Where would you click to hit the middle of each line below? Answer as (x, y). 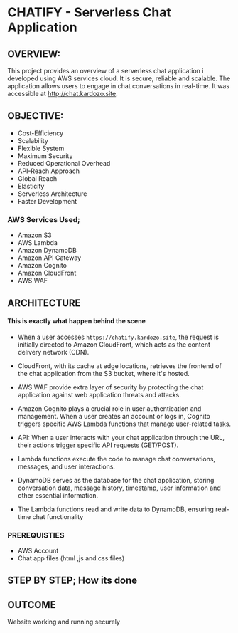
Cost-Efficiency (40, 133)
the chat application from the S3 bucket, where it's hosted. (103, 373)
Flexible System (41, 148)
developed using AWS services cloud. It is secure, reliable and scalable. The (119, 78)
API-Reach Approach (49, 171)
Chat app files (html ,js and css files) (71, 558)
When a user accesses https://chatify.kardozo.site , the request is (118, 337)
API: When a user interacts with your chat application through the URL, (121, 437)
